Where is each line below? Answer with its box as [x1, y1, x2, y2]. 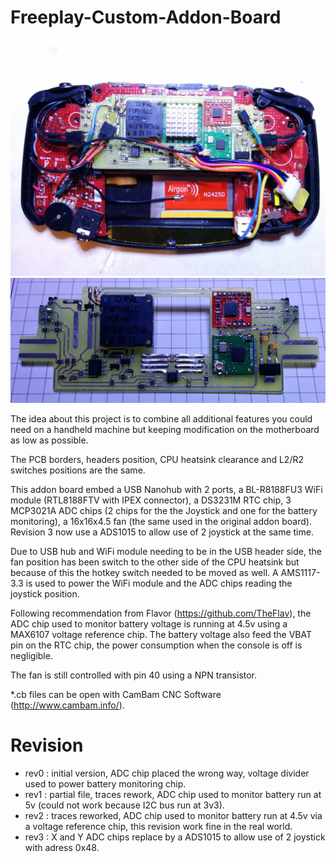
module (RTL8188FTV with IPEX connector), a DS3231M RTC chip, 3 [10, 494, 292, 506]
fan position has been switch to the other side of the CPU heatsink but [10, 556, 300, 568]
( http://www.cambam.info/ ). [10, 699, 125, 711]
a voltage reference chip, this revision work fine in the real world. [24, 821, 293, 833]
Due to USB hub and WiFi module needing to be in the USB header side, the [10, 546, 322, 558]
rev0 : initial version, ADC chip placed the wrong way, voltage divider [24, 767, 310, 780]
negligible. [10, 650, 53, 662]
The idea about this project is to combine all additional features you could [10, 413, 313, 425]
